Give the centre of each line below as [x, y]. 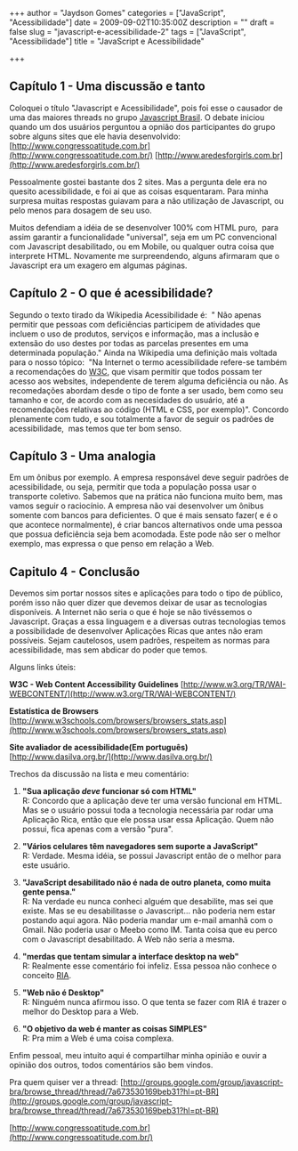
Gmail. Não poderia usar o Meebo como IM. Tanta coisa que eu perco [149, 930]
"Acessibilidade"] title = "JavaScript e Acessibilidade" [107, 41]
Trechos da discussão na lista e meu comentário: [99, 774]
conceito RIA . [47, 976]
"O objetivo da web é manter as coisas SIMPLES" [114, 1029]
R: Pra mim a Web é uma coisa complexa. [98, 1038]
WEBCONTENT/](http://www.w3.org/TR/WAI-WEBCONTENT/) [123, 694]
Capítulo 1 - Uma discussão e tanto [108, 87]
